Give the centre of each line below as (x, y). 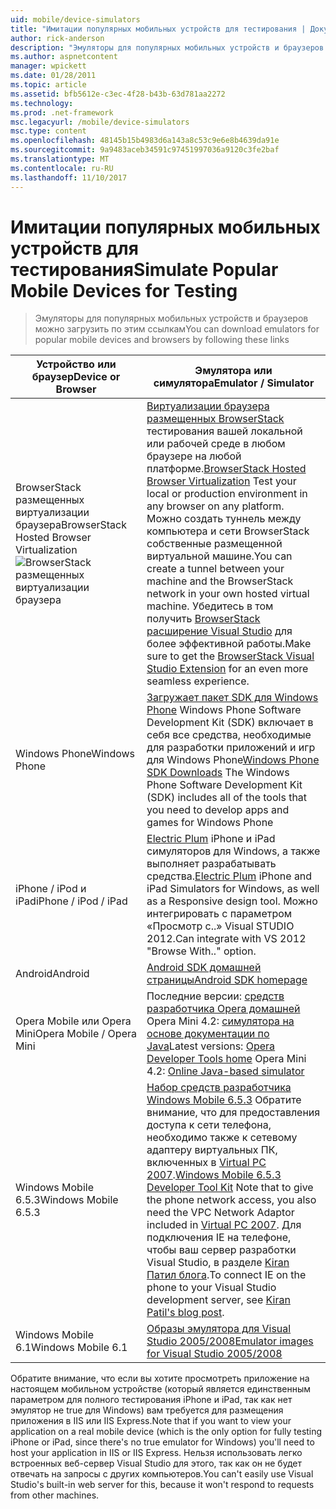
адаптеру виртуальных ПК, (212, 1150)
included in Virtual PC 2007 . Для (224, 1225)
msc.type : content (48, 131)
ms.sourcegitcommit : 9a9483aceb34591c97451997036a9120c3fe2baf (145, 150)
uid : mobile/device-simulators (75, 19)
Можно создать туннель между (224, 519)
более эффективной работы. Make (229, 644)
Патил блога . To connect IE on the (226, 1275)
